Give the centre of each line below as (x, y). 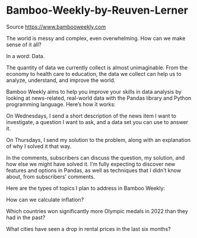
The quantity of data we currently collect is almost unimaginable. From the (97, 67)
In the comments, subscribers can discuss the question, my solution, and (96, 157)
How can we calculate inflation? (45, 199)
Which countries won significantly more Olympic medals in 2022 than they (97, 211)
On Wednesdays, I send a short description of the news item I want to (91, 116)
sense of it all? (24, 45)
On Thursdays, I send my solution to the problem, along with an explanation (99, 139)
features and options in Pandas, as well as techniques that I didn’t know (94, 170)
